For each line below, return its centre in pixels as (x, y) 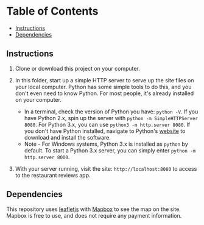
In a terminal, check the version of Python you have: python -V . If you (111, 112)
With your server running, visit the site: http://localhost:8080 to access (106, 168)
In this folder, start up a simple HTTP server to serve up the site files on (104, 80)
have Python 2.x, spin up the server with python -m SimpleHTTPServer (111, 118)
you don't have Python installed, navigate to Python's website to (105, 131)
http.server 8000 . (47, 157)
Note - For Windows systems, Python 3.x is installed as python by (106, 144)
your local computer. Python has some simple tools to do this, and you (103, 87)
